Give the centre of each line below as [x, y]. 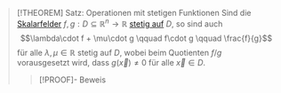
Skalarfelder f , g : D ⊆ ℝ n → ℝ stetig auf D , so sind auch [120, 23]
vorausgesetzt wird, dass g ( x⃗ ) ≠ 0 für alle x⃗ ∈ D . [111, 62]
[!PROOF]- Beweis [72, 80]
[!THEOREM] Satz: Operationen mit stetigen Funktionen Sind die [134, 13]
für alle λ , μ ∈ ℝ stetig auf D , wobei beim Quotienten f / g [119, 52]
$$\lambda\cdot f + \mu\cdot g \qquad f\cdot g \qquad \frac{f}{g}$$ [146, 38]
